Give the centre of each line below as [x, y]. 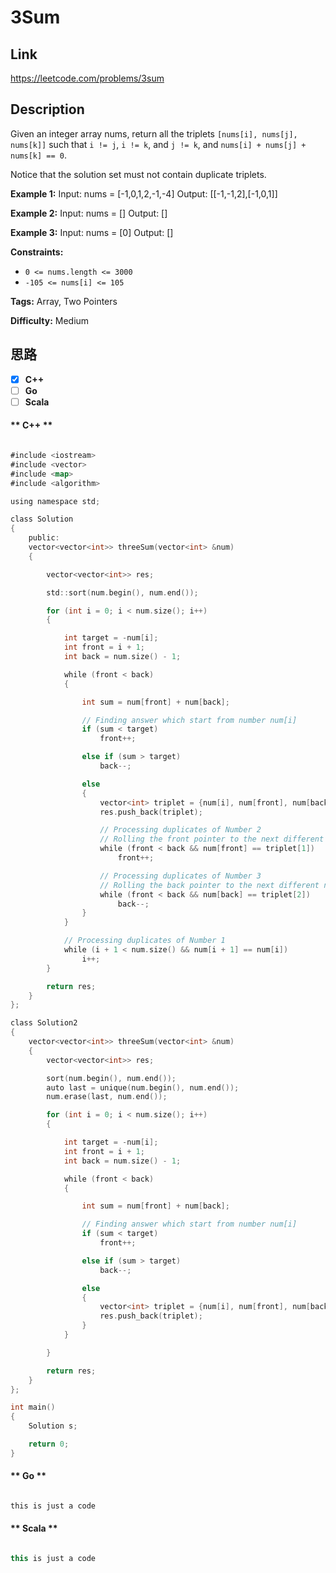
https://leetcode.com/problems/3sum [87, 78]
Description [47, 109]
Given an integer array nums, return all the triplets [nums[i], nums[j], [154, 133]
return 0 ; [49, 1444]
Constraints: [37, 252]
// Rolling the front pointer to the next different [212, 839]
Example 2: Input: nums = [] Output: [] [89, 213]
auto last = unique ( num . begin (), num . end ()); [143, 1087]
